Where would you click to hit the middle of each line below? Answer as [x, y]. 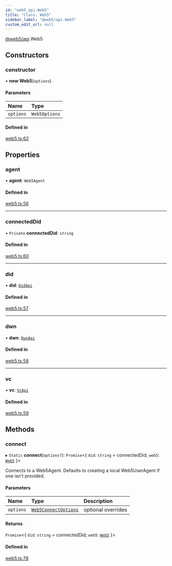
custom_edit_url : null [29, 24]
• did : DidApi [19, 286]
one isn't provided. [25, 476]
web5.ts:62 [17, 138]
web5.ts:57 [17, 309]
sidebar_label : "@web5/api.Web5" [41, 19]
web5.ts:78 [17, 558]
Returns [14, 523]
